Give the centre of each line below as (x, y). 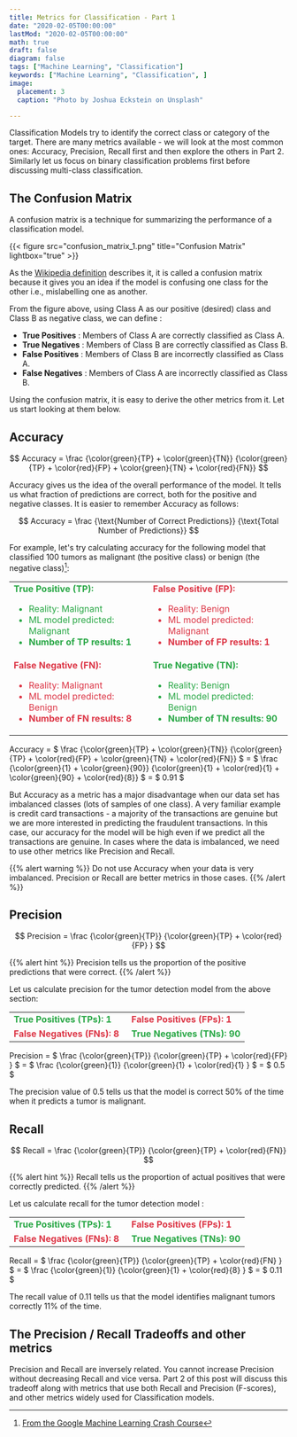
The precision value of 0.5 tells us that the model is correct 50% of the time (147, 1092)
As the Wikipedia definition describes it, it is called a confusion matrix (136, 273)
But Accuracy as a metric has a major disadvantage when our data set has (145, 794)
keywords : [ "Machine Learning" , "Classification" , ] (108, 75)
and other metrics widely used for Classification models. (112, 1398)
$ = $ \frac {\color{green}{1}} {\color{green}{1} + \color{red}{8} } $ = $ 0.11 (146, 1270)
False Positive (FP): (194, 589)
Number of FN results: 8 (80, 718)
